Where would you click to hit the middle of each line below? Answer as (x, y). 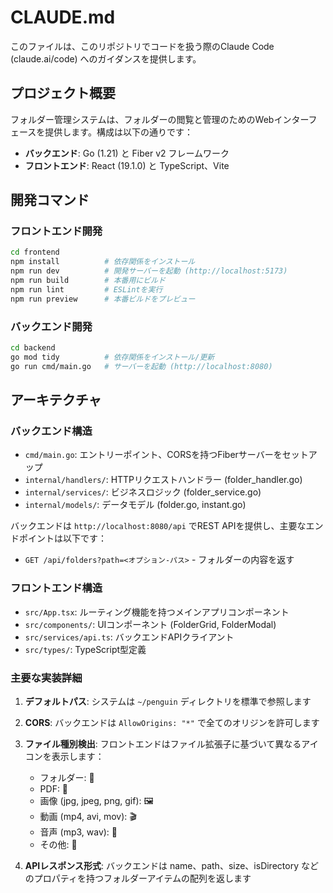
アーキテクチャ (56, 400)
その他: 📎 (58, 844)
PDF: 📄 (54, 788)
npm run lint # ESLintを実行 (86, 289)
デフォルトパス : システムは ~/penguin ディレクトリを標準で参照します (168, 701)
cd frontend (35, 252)
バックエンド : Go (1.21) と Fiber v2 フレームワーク (127, 153)
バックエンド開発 (51, 326)
